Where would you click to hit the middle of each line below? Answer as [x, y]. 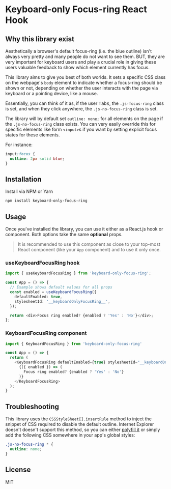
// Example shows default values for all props [61, 287]
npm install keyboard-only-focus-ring [46, 201]
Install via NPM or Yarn [29, 191]
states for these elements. [33, 135]
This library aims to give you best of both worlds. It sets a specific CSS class [85, 77]
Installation [23, 179]
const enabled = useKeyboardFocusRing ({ [53, 292]
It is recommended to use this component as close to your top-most [89, 244]
